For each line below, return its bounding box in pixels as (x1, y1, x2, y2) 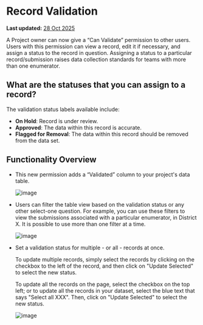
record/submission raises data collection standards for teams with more (6, 55, 187, 63)
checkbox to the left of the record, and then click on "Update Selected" (15, 262, 194, 270)
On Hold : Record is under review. (15, 117, 98, 124)
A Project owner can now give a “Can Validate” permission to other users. (6, 36, 191, 43)
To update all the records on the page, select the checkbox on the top (15, 280, 190, 288)
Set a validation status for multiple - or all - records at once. (15, 244, 165, 251)
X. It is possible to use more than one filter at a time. (15, 220, 146, 227)
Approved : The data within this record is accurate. (15, 124, 142, 131)
